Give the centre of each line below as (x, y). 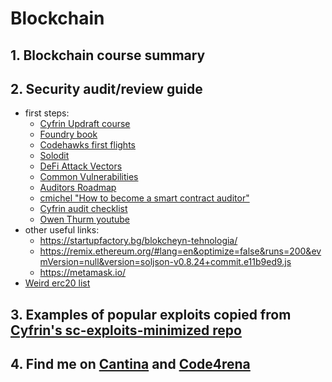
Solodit (54, 156)
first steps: (47, 113)
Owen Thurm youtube (85, 219)
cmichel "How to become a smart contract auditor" (144, 198)
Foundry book (68, 134)
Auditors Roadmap (78, 188)
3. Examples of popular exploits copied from (151, 314)
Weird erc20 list (57, 283)
